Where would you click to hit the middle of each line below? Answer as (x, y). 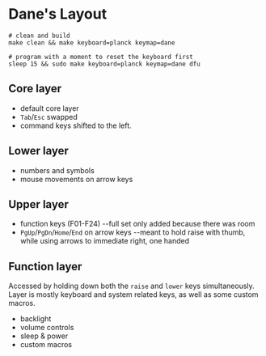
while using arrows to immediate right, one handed (105, 241)
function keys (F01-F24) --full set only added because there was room (137, 224)
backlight (36, 319)
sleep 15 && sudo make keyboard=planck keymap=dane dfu (104, 64)
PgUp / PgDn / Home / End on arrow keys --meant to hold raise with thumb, (133, 232)
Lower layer (38, 151)
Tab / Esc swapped (49, 117)
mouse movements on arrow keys (76, 179)
